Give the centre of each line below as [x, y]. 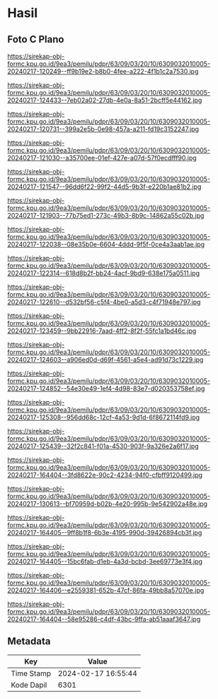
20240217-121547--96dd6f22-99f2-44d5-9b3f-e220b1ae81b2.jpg [104, 187]
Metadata [29, 641]
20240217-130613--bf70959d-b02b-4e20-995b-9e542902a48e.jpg [107, 504]
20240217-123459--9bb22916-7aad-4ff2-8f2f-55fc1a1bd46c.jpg [102, 331]
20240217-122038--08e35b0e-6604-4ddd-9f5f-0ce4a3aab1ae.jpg [106, 244]
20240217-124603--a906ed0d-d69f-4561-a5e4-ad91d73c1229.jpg [105, 359]
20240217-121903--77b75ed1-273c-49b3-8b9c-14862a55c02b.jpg [106, 215]
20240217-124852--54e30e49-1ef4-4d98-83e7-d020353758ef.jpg [106, 389]
